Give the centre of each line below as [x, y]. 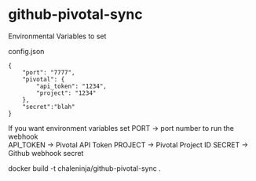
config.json [26, 51]
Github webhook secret [46, 153]
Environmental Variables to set [57, 36]
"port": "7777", [49, 72]
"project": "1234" [66, 93]
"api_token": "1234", [72, 86]
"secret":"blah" [49, 107]
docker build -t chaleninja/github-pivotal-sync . [84, 168]
